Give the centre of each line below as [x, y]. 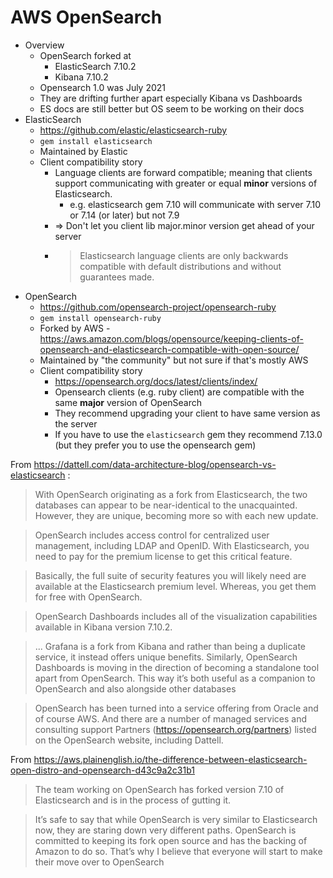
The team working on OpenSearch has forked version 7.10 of [159, 789]
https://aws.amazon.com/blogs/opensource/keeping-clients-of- [171, 338]
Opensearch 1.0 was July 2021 [103, 87]
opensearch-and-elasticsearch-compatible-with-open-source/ [169, 349]
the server [76, 423]
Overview [44, 45]
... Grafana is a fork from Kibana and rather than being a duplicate [170, 646]
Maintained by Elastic [83, 151]
